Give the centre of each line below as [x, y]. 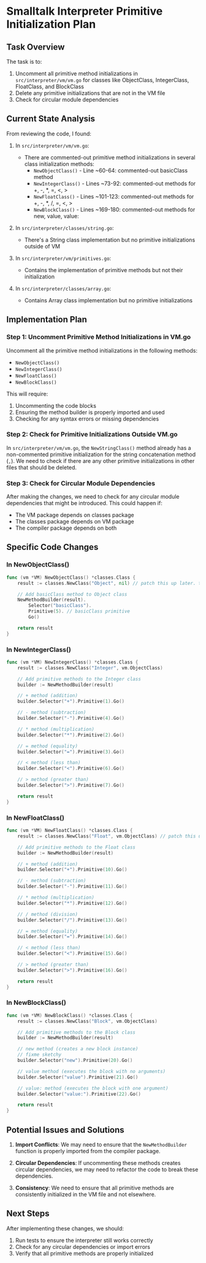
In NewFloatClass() [35, 818]
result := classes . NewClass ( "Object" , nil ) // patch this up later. [107, 583]
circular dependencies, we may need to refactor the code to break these [107, 1169]
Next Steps [28, 1214]
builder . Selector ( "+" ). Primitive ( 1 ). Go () [71, 701]
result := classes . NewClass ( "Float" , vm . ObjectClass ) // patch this [107, 836]
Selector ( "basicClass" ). [60, 606]
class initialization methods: [59, 164]
